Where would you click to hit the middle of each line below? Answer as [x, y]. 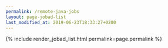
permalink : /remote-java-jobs [43, 11]
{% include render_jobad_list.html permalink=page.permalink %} [84, 39]
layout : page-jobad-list [36, 17]
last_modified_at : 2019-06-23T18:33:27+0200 [61, 22]
